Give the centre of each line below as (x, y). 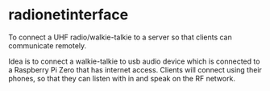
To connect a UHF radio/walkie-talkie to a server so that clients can (120, 37)
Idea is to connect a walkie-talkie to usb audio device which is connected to (134, 61)
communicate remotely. (48, 45)
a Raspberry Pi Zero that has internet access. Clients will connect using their (135, 69)
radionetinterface (69, 15)
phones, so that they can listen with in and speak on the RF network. (122, 78)
